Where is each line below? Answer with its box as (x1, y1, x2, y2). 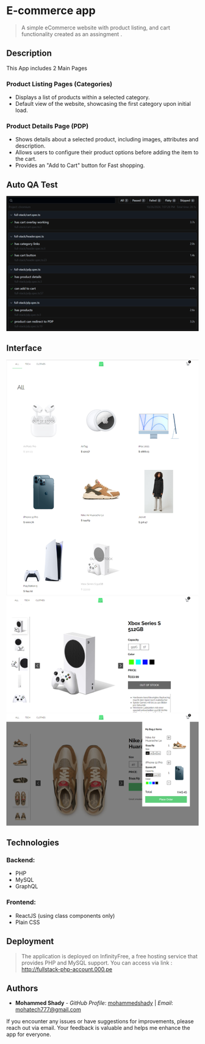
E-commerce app (6, 4, 96, 18)
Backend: (6, 856, 35, 865)
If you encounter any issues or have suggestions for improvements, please (6, 1018, 194, 1025)
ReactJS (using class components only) (15, 912, 115, 919)
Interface (6, 343, 42, 354)
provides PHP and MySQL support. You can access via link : (21, 959, 173, 966)
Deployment (6, 936, 54, 947)
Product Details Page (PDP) (6, 122, 89, 130)
